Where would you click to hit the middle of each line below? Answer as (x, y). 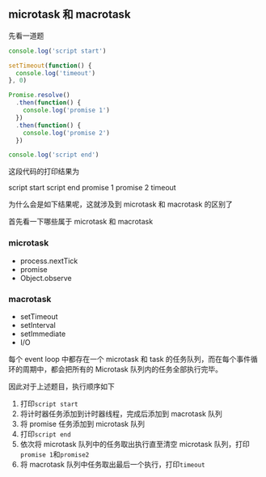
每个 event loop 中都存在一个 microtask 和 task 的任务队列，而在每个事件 (130, 359)
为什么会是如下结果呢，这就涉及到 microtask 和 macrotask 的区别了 (120, 204)
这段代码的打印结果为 (44, 172)
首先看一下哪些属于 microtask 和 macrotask (81, 222)
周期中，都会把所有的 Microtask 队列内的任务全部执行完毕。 (122, 369)
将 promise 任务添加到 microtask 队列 (82, 424)
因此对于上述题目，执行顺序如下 (61, 386)
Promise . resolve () (39, 96)
